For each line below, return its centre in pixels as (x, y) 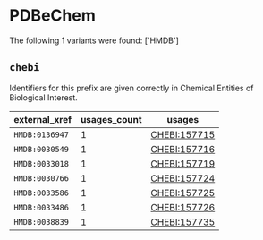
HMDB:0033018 (42, 163)
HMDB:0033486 (42, 207)
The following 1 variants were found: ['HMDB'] (94, 40)
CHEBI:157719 (183, 164)
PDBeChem (52, 16)
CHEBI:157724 (183, 178)
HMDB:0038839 (42, 222)
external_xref (43, 119)
